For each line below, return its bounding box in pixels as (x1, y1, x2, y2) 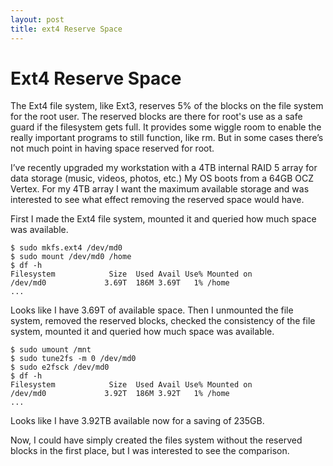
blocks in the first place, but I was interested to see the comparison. (10, 445, 290, 457)
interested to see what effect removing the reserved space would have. (10, 194, 305, 206)
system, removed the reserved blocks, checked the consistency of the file (10, 315, 316, 327)
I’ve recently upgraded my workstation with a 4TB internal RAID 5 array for (10, 162, 318, 174)
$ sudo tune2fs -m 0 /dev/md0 (10, 354, 137, 364)
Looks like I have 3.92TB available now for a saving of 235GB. (10, 415, 265, 427)
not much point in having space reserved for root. (10, 142, 215, 155)
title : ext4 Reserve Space (10, 24, 123, 34)
